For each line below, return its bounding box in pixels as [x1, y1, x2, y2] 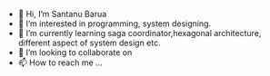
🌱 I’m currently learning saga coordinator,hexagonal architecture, [17, 28, 262, 38]
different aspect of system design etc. [17, 37, 161, 48]
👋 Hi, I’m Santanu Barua [17, 9, 107, 19]
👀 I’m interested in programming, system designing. [17, 18, 212, 29]
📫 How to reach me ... [17, 57, 103, 68]
